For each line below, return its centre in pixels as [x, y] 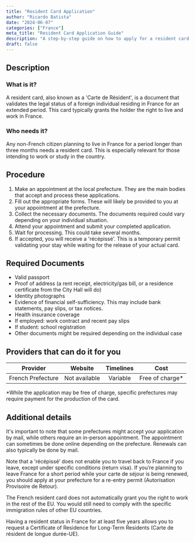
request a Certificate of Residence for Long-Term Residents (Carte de [90, 528]
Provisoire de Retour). [32, 486]
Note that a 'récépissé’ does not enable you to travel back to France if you [95, 462]
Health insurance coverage [47, 315]
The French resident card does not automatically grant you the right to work [97, 498]
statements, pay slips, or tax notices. [59, 309]
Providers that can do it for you [63, 352]
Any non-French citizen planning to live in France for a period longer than [94, 144]
